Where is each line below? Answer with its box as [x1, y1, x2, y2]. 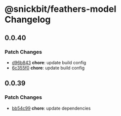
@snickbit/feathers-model [4, 3, 117, 15]
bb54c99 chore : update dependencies [11, 105, 91, 111]
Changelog [4, 14, 51, 25]
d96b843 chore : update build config [11, 59, 86, 65]
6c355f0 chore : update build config [11, 65, 85, 71]
